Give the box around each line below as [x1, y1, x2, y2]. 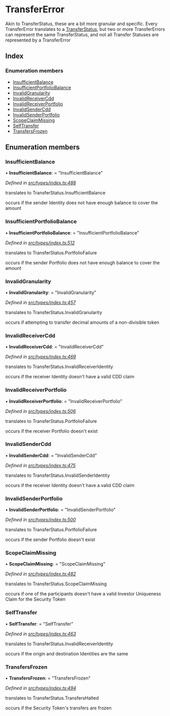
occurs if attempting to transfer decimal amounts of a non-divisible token [5, 319, 160, 325]
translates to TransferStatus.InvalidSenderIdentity [5, 472, 110, 478]
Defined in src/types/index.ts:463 [5, 630, 76, 637]
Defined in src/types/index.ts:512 [5, 240, 75, 246]
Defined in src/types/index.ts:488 [5, 180, 76, 186]
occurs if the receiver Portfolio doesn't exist [5, 428, 98, 434]
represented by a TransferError [5, 37, 71, 43]
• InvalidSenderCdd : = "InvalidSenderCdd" [5, 452, 97, 458]
